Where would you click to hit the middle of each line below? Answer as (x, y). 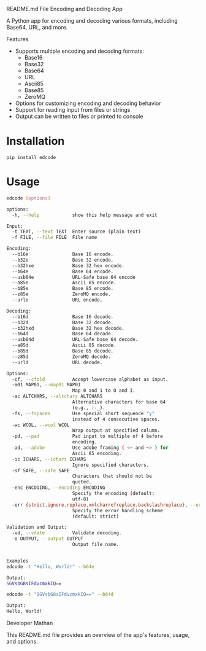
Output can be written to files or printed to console (79, 116)
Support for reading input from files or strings (73, 110)
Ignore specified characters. (111, 465)
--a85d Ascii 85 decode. (64, 345)
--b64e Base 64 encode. (63, 271)
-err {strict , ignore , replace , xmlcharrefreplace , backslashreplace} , (100, 505)
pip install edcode (31, 157)
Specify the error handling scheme (118, 510)
